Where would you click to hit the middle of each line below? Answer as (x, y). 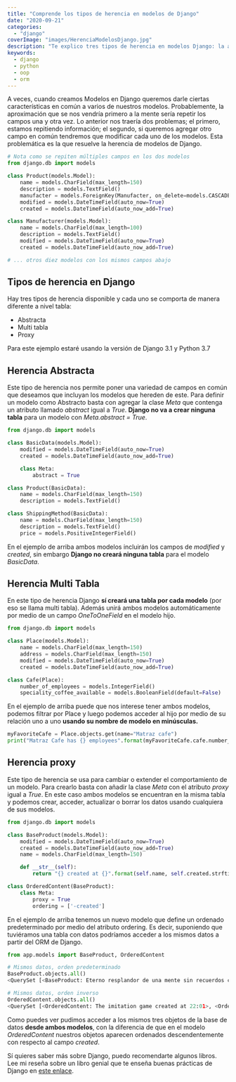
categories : (25, 27)
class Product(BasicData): (47, 488)
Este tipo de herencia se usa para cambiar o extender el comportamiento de (117, 779)
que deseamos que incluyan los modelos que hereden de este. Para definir (116, 395)
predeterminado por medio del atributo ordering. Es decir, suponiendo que (115, 927)
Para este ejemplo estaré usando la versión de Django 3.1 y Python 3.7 (109, 348)
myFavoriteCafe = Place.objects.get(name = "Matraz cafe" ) (92, 734)
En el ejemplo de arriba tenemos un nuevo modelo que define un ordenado (116, 919)
